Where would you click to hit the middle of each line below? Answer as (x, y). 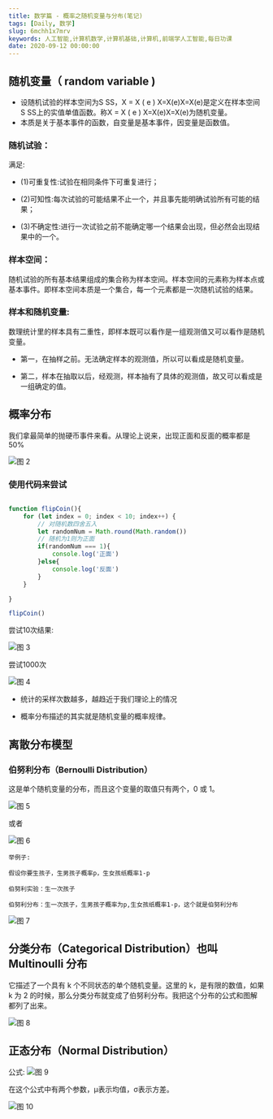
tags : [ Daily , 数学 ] (42, 24)
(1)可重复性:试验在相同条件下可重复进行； (89, 182)
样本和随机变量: (39, 312)
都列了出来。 (30, 1005)
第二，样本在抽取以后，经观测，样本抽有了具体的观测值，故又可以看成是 (141, 376)
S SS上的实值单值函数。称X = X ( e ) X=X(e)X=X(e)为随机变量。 (126, 112)
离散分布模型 (41, 744)
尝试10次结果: (31, 630)
